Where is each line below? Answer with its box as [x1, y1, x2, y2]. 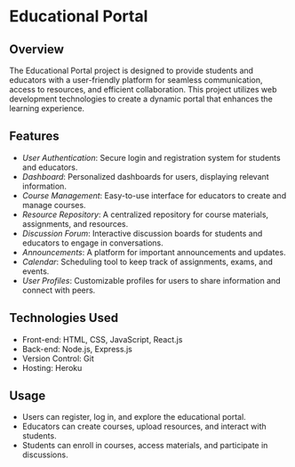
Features [9, 129, 60, 144]
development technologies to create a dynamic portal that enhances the [9, 93, 274, 104]
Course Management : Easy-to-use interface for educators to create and [21, 189, 287, 201]
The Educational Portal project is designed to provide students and [9, 65, 254, 76]
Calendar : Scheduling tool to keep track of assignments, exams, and [21, 256, 274, 267]
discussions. [21, 449, 68, 460]
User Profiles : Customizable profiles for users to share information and [21, 275, 282, 286]
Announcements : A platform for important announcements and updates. [21, 246, 286, 257]
